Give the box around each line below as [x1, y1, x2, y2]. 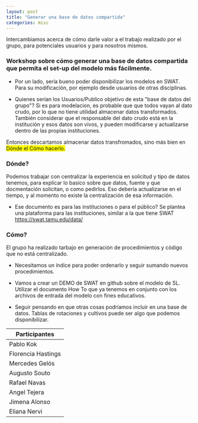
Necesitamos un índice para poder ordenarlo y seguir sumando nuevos [14, 261, 188, 269]
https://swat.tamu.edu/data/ [14, 215, 83, 222]
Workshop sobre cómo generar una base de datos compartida [6, 57, 188, 65]
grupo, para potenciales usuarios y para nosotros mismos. [6, 42, 148, 49]
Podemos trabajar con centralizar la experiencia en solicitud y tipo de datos [6, 173, 190, 180]
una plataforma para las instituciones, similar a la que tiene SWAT [14, 209, 174, 217]
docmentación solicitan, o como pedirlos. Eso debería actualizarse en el [6, 185, 181, 192]
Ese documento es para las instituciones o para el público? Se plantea [14, 203, 186, 210]
